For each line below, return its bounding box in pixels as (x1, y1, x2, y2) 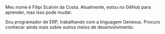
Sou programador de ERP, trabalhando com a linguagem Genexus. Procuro (5, 19, 160, 25)
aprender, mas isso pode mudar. (5, 9, 72, 15)
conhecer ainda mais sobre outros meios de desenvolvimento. (5, 24, 134, 30)
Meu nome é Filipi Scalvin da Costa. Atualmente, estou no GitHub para (5, 4, 151, 10)
